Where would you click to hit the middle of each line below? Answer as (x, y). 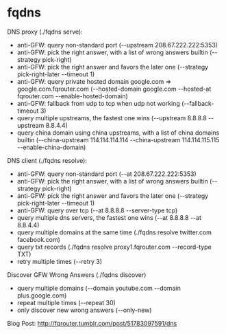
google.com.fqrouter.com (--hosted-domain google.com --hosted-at (114, 89)
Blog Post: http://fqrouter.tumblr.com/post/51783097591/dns (92, 323)
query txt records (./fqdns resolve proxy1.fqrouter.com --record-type (114, 247)
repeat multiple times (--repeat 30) (66, 302)
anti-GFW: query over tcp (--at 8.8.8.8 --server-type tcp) (97, 210)
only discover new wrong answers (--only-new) (84, 310)
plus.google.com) (42, 295)
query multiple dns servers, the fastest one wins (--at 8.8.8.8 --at (109, 217)
